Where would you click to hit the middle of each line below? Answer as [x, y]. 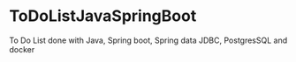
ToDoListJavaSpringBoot [103, 16]
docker [22, 49]
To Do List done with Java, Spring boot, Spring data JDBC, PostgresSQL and [148, 40]
